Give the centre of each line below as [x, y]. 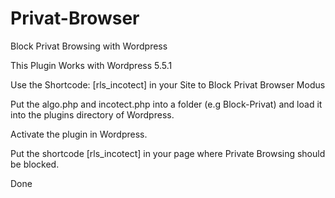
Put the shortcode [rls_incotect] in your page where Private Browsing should [168, 153]
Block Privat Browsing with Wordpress [89, 46]
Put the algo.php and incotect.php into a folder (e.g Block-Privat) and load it [166, 104]
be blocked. [35, 164]
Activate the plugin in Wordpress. [79, 134]
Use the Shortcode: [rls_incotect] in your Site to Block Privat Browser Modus [168, 84]
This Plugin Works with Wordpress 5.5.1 [91, 65]
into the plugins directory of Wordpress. [92, 114]
